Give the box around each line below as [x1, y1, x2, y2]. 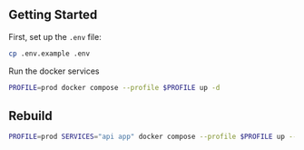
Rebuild [8, 108, 53, 124]
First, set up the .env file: [8, 31, 102, 42]
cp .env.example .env [8, 49, 91, 58]
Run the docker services [8, 65, 101, 76]
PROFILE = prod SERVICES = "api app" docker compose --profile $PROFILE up [8, 132, 285, 142]
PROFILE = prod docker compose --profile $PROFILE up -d [8, 83, 221, 92]
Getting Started [8, 7, 98, 23]
